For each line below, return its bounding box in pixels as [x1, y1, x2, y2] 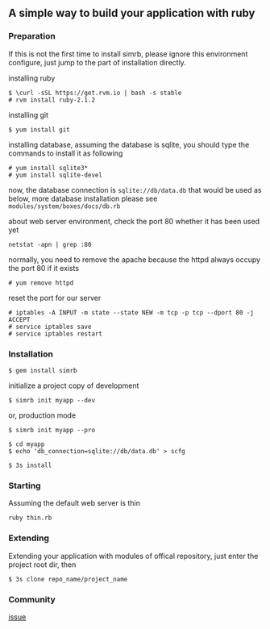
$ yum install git [8, 125, 70, 134]
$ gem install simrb [8, 366, 78, 374]
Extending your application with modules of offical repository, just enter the [8, 551, 259, 560]
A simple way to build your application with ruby [8, 6, 255, 20]
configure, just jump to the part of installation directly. [8, 57, 187, 67]
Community [8, 594, 56, 605]
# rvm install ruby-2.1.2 [8, 96, 95, 104]
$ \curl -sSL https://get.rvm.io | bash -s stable [8, 89, 182, 97]
